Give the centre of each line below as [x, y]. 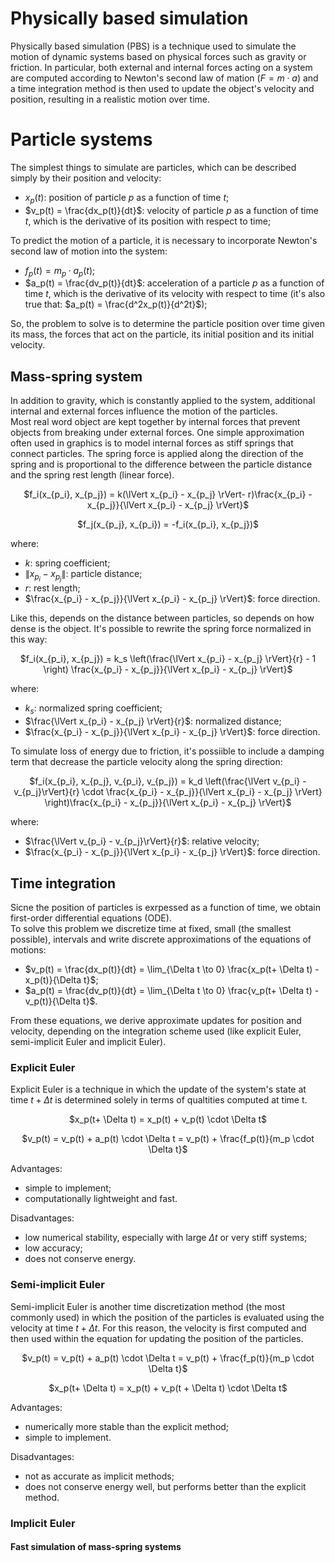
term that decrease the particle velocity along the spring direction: [146, 762]
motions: [28, 950]
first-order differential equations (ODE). [91, 918]
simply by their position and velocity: [86, 178]
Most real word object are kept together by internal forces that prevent [155, 422]
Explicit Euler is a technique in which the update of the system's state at [158, 1089]
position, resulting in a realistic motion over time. [110, 99]
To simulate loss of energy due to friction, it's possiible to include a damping [167, 751]
